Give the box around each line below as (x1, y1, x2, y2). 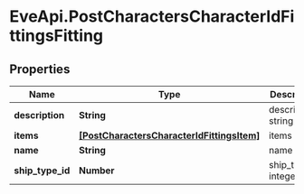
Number (78, 164, 115, 177)
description (14, 109, 65, 121)
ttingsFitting (9, 25, 104, 46)
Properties (9, 61, 71, 77)
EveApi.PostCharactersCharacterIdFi (9, 6, 295, 27)
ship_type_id (14, 164, 71, 177)
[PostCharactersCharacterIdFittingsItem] (78, 129, 261, 142)
